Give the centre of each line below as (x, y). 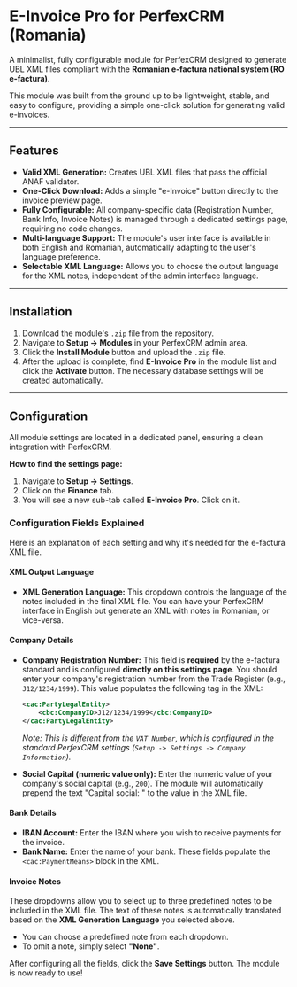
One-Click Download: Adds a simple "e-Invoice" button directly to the (150, 190)
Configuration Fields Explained (77, 523)
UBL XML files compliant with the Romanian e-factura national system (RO (147, 69)
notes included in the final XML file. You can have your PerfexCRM (143, 601)
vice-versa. (42, 620)
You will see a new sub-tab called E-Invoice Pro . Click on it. (131, 500)
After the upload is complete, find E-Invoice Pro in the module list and (149, 361)
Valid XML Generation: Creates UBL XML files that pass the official (145, 172)
